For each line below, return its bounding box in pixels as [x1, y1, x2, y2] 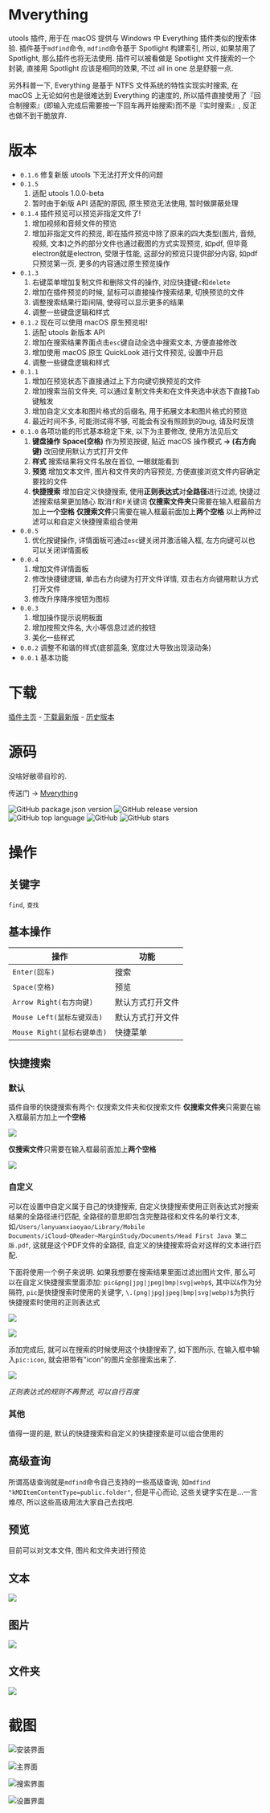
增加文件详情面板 [31, 564, 89, 574]
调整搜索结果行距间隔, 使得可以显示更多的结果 [31, 297, 185, 307]
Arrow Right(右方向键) [12, 998, 94, 1007]
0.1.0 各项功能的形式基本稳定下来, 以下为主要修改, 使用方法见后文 [19, 426, 239, 435]
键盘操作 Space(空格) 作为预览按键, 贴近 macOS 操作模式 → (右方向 [31, 436, 256, 446]
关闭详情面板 [46, 545, 89, 555]
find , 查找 [8, 900, 39, 909]
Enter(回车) [12, 967, 55, 977]
